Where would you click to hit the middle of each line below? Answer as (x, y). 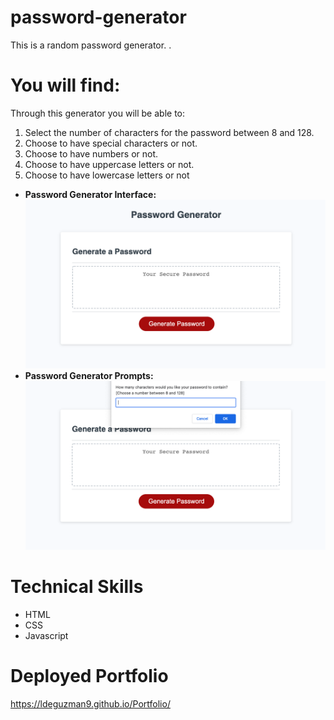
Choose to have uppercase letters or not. (109, 164)
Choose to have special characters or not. (111, 143)
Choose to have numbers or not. (91, 153)
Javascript (46, 636)
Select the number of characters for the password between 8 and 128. (169, 132)
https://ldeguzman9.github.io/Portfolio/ (90, 703)
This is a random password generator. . (91, 45)
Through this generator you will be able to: (98, 113)
